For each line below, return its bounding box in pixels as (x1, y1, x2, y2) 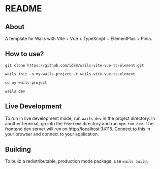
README (5, 3, 42, 14)
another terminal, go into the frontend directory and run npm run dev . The (5, 120, 154, 126)
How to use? (5, 50, 44, 58)
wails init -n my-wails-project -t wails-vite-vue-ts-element (5, 71, 135, 76)
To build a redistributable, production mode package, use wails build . (5, 158, 148, 164)
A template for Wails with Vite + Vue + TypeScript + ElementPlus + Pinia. (5, 35, 153, 41)
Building (5, 145, 31, 154)
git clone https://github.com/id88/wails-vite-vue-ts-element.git (5, 63, 144, 68)
